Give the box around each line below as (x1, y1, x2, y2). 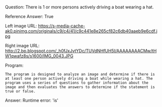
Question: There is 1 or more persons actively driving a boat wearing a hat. (5, 4, 154, 10)
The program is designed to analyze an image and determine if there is (5, 72, 155, 77)
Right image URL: (5, 43, 40, 48)
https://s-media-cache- (38, 23, 85, 29)
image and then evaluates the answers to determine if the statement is (5, 85, 155, 89)
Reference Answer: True (5, 14, 54, 19)
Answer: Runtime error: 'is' (5, 97, 59, 103)
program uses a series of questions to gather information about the (5, 80, 149, 85)
